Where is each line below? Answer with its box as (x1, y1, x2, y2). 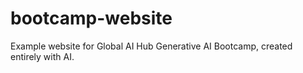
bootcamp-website (10, 7, 173, 30)
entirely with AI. (10, 50, 75, 62)
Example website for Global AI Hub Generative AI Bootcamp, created (10, 40, 293, 52)
